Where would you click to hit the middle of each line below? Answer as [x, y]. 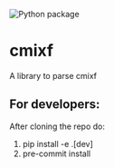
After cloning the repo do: [57, 126]
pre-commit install [57, 153]
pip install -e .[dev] [57, 143]
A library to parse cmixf [53, 75]
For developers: [55, 104]
